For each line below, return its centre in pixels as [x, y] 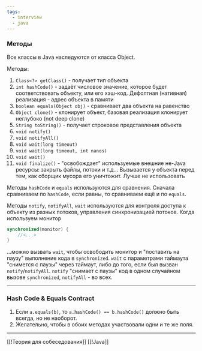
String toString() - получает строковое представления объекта [99, 125]
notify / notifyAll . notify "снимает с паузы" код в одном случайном [94, 271]
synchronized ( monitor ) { [38, 229]
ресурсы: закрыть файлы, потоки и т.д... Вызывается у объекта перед [105, 169]
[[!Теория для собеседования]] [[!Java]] [58, 341]
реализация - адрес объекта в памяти [64, 99]
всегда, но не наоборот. [46, 318]
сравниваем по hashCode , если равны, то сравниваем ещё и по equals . [97, 194]
